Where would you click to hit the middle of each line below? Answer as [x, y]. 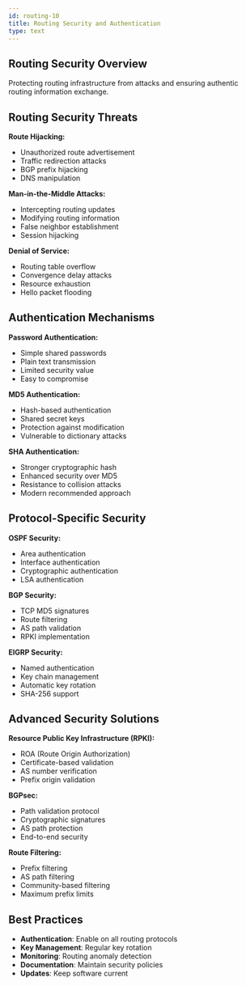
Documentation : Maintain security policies [91, 965]
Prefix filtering [44, 868]
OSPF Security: [35, 538]
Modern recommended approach [75, 493]
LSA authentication [52, 579]
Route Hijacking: [37, 137]
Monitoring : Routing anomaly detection [86, 956]
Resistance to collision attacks [70, 484]
